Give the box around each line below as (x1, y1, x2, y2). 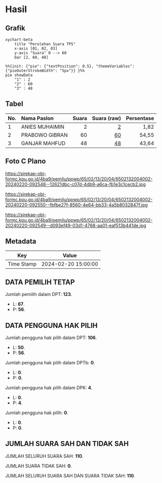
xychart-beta (5, 37, 33, 42)
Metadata (5, 237, 36, 246)
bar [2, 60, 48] (14, 55, 49, 60)
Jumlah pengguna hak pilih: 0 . (5, 410, 68, 416)
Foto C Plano (5, 157, 46, 166)
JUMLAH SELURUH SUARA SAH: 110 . (5, 453, 84, 459)
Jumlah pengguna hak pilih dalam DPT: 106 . (5, 335, 97, 341)
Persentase (126, 115, 154, 122)
